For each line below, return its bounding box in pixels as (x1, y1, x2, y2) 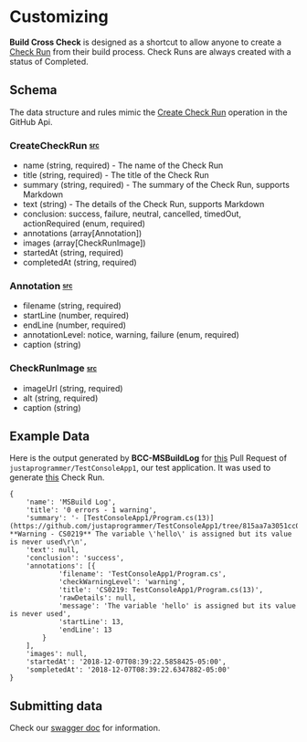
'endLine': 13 (58, 625, 112, 635)
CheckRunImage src (9, 362, 98, 375)
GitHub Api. (9, 116, 53, 127)
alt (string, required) (22, 392, 99, 403)
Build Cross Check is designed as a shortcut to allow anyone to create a (9, 37, 281, 47)
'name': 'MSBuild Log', (26, 497, 117, 507)
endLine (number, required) (22, 319, 126, 330)
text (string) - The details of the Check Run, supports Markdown (22, 199, 265, 210)
